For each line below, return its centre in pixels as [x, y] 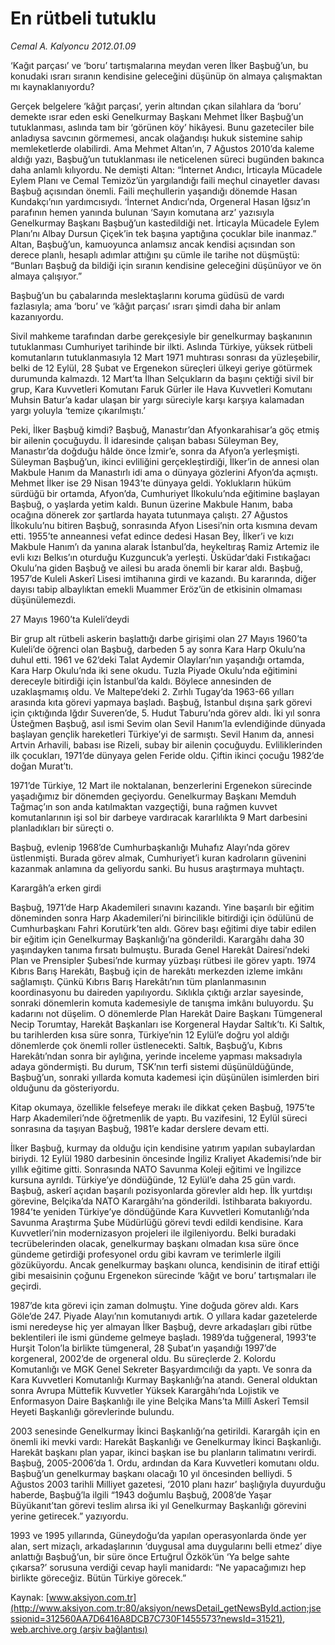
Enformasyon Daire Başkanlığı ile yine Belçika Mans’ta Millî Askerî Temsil [160, 1401]
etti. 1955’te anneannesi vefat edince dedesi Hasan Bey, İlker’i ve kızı [152, 536]
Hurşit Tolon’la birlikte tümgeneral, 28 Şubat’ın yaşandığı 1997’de [143, 1348]
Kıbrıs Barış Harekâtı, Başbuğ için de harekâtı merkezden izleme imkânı [156, 971]
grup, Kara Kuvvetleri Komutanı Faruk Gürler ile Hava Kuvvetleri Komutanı [161, 389]
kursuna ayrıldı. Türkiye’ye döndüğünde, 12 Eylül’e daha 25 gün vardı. [153, 1179]
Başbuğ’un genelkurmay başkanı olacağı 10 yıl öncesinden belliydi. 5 [151, 1473]
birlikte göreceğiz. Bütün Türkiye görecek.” [98, 1578]
